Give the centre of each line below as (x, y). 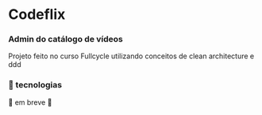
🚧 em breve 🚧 (30, 102)
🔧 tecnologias (35, 85)
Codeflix (37, 15)
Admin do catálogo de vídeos (65, 39)
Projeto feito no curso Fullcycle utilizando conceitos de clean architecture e (131, 56)
